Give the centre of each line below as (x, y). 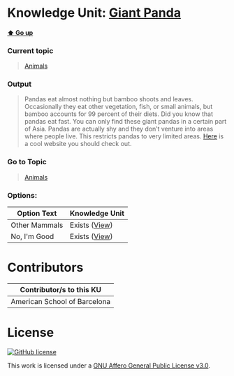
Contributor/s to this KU (61, 289)
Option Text (37, 213)
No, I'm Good (32, 236)
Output (20, 84)
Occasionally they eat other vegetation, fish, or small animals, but (118, 107)
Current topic (30, 50)
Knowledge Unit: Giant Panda (94, 13)
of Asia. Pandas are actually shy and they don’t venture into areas (119, 129)
